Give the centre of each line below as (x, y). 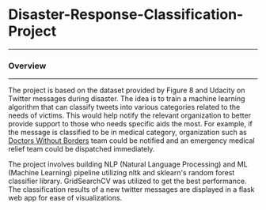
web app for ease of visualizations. (65, 198)
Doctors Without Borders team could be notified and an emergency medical (131, 141)
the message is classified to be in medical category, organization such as (127, 133)
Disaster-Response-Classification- (126, 15)
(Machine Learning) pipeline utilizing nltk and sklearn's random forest (122, 173)
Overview (27, 66)
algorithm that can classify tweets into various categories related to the (124, 107)
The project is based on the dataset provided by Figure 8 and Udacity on (127, 90)
